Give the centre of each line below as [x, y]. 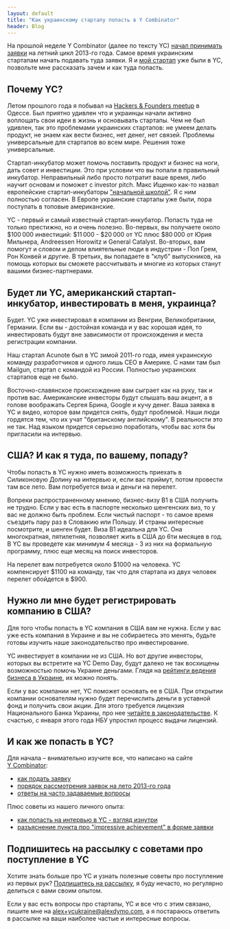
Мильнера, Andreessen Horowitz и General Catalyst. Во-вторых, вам [106, 242]
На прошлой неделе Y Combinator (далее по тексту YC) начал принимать [115, 46]
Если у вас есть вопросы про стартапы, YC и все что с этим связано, [109, 904]
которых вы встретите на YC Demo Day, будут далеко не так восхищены [113, 663]
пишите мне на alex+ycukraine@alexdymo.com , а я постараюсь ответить [114, 911]
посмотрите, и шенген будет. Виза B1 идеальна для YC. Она [95, 529]
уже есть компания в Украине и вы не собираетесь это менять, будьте [112, 635]
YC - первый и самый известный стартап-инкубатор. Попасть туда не [110, 220]
